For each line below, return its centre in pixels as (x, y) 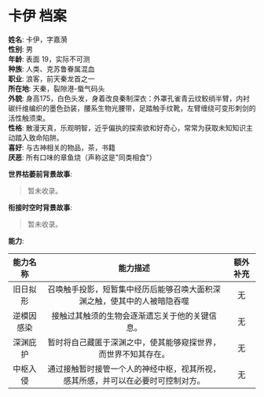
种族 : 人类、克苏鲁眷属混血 (51, 68)
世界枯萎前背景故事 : (40, 174)
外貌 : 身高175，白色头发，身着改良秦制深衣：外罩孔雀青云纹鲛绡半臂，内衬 (129, 98)
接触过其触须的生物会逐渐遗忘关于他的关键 (130, 315)
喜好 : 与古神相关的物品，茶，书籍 (62, 147)
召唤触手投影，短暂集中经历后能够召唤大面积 (130, 289)
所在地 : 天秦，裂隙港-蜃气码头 (57, 88)
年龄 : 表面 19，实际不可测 (49, 59)
